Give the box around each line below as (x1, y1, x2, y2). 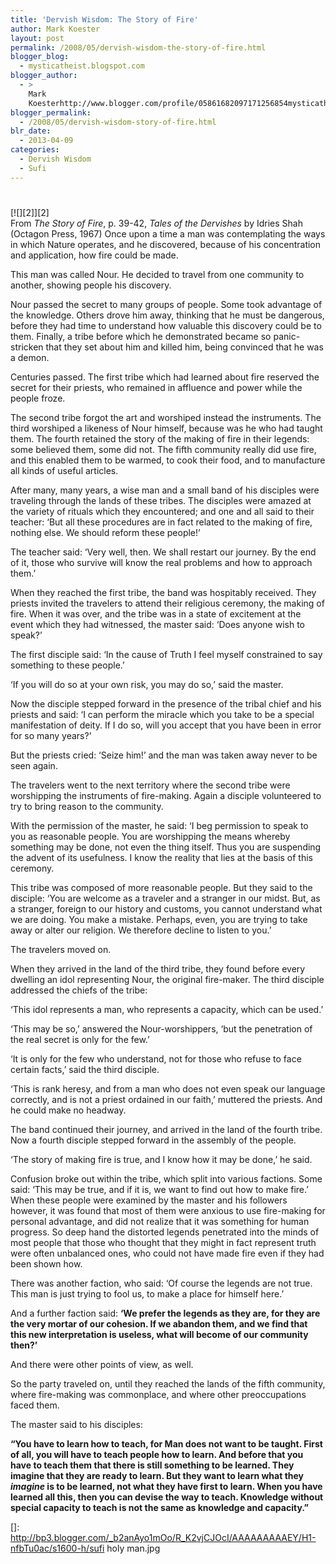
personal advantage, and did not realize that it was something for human (10, 1215, 310, 1227)
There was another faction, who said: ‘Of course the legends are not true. (10, 1277, 313, 1289)
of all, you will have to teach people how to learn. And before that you (10, 1448, 304, 1460)
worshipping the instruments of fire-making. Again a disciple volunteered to (10, 789, 322, 801)
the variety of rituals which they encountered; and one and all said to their (10, 505, 315, 517)
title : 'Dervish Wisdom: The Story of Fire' (10, 14, 199, 25)
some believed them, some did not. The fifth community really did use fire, (10, 443, 317, 455)
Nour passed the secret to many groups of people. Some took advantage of (10, 298, 323, 310)
